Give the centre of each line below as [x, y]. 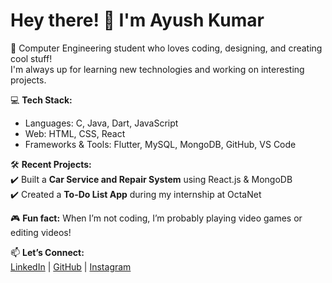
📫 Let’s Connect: [47, 252]
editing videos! [41, 232]
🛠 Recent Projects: [51, 164]
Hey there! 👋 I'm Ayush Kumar [137, 20]
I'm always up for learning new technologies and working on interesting [157, 69]
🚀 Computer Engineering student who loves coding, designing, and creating [166, 48]
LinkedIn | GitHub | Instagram [71, 266]
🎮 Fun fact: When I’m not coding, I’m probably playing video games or [156, 218]
